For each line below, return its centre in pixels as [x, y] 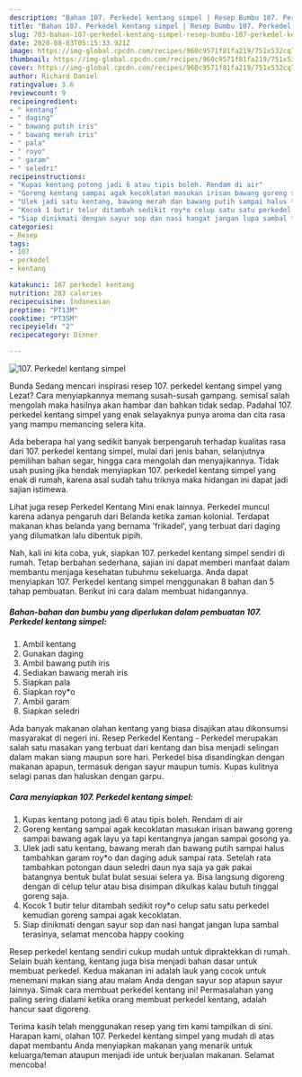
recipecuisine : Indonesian [60, 301]
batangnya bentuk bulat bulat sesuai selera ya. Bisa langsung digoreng [153, 876]
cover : [22, 68]
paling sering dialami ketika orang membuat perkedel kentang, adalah [138, 999]
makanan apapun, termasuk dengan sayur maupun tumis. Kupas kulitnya [144, 767]
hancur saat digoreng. [50, 1009]
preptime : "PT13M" [44, 310]
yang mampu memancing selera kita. [78, 424]
